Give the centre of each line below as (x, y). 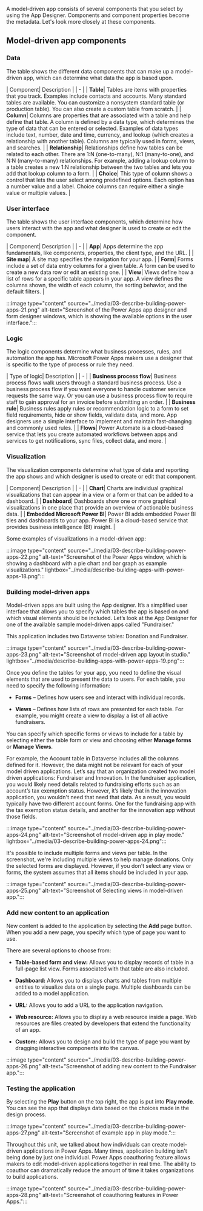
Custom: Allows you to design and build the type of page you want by (102, 1042)
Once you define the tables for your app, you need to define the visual (94, 672)
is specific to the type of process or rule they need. (70, 364)
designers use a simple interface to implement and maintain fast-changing (99, 421)
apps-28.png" (24, 1195)
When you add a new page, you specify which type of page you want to (96, 932)
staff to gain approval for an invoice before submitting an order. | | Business (101, 402)
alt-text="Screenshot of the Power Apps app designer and (114, 310)
